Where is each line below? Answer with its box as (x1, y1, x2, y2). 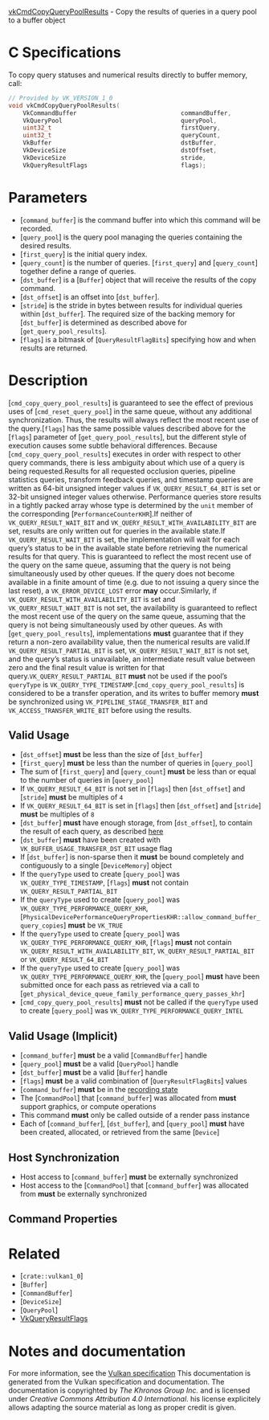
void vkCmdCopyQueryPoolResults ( (8, 101, 120, 109)
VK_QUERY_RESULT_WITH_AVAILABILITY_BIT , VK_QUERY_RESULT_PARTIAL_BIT (19, 946, 255, 956)
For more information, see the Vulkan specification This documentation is (8, 1369, 251, 1378)
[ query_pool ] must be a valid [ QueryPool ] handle (19, 1059, 179, 1069)
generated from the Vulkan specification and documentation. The (8, 1377, 225, 1387)
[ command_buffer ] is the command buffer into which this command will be (19, 215, 261, 224)
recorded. (19, 223, 53, 233)
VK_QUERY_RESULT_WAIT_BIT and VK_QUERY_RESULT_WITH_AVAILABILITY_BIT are (8, 518, 257, 527)
